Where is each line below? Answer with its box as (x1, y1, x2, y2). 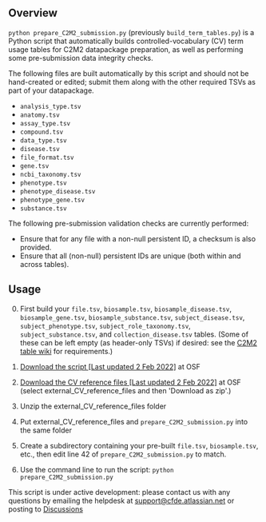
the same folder (19, 425, 72, 435)
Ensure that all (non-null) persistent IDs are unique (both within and (19, 251, 241, 261)
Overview (8, 6, 58, 20)
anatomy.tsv (19, 111, 60, 119)
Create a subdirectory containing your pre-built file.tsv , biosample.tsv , (19, 440, 259, 450)
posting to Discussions (8, 504, 84, 514)
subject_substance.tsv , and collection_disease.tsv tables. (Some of (19, 329, 249, 339)
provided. (19, 242, 52, 252)
